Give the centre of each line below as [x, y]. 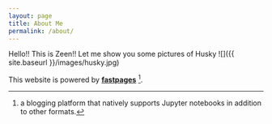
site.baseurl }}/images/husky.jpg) [64, 62]
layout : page [30, 16]
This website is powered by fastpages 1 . [76, 79]
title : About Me [36, 24]
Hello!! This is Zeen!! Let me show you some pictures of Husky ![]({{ [121, 54]
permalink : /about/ [41, 31]
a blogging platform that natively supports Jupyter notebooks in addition [140, 103]
